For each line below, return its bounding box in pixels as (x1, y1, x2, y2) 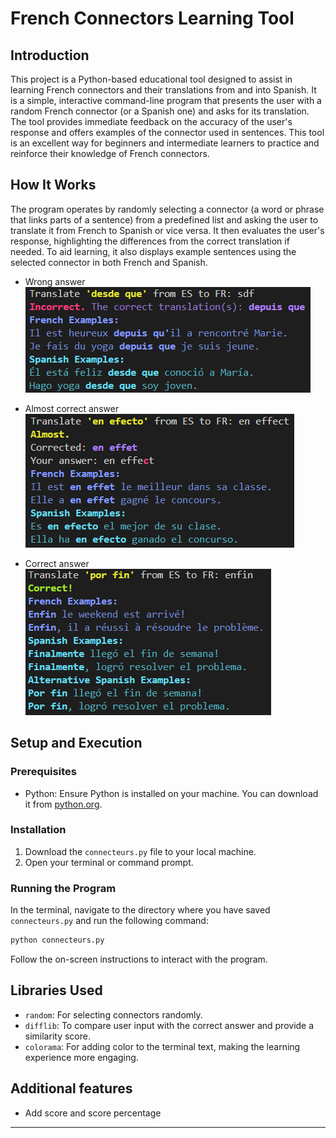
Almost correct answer (24, 402, 120, 414)
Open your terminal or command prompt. (24, 856, 194, 868)
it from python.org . (24, 798, 103, 810)
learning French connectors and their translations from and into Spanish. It (10, 84, 317, 96)
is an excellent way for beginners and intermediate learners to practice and (10, 137, 320, 149)
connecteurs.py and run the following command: (10, 915, 209, 927)
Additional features (10, 1080, 133, 1097)
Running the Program (10, 881, 117, 895)
